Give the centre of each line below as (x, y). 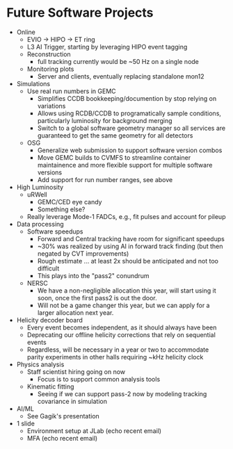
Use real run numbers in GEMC (71, 91)
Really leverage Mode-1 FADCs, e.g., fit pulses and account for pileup (126, 216)
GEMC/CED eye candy (70, 202)
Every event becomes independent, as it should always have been (122, 327)
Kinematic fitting (50, 386)
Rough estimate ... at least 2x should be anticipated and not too (128, 261)
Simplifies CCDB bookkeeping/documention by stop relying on (127, 98)
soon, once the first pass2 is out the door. (97, 297)
